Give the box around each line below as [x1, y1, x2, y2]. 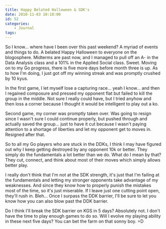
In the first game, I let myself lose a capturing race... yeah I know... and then [5, 85, 160, 91]
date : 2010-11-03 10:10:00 [5, 12, 61, 17]
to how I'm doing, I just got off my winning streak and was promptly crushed [5, 70, 161, 76]
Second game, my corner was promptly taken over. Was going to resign [5, 111, 152, 116]
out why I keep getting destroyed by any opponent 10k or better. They [5, 147, 148, 152]
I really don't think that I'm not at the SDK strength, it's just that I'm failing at [5, 172, 160, 177]
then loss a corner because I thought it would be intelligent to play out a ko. [5, 101, 159, 107]
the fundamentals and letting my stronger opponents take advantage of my [5, 177, 159, 183]
